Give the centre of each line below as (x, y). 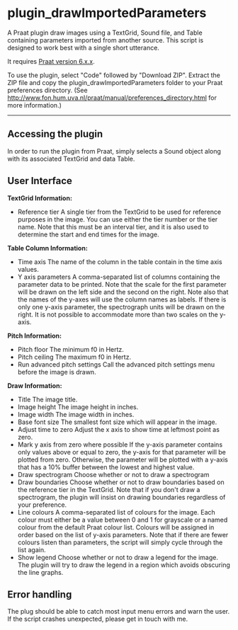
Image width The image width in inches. (76, 414)
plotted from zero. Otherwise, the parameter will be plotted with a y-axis (123, 459)
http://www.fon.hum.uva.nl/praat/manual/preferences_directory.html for (112, 98)
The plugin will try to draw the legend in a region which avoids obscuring (124, 565)
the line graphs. (40, 572)
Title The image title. (47, 399)
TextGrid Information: (40, 198)
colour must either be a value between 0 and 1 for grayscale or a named (123, 520)
